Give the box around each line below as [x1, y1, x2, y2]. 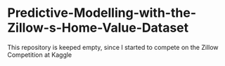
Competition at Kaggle [7, 51, 72, 59]
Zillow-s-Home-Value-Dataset [7, 20, 189, 36]
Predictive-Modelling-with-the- [7, 5, 197, 21]
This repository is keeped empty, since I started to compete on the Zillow [7, 43, 219, 51]
